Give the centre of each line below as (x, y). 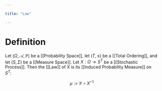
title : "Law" (18, 14)
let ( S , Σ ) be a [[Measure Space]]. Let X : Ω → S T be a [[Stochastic (72, 61)
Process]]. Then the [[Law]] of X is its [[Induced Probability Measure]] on (78, 67)
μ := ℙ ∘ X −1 (82, 83)
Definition (26, 42)
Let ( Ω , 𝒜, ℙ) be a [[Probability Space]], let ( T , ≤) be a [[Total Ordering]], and (81, 56)
